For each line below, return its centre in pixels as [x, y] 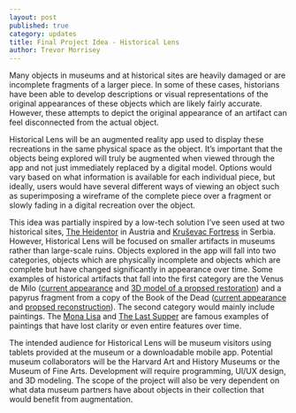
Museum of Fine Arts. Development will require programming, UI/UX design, [148, 371]
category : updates [43, 34]
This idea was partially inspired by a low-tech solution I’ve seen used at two [147, 223]
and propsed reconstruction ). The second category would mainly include [142, 307]
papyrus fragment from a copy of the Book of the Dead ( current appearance [148, 298]
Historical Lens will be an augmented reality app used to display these [137, 140]
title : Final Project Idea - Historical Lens [94, 42]
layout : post [33, 17]
